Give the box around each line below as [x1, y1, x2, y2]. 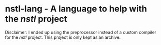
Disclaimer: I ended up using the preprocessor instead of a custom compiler [5, 29, 157, 35]
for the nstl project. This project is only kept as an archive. [5, 34, 121, 40]
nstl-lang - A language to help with [5, 3, 147, 14]
